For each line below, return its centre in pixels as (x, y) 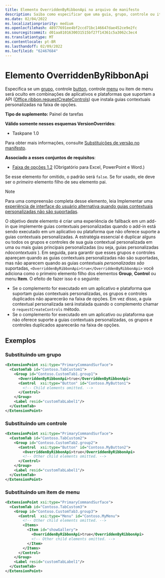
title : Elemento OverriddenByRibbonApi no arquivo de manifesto (72, 10)
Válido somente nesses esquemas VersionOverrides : (60, 124)
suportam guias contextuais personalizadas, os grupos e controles (80, 293)
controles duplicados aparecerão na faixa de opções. (66, 325)
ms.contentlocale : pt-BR (30, 42)
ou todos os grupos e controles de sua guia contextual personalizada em (79, 242)
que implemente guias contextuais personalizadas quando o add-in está (83, 226)
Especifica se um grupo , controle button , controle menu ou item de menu (79, 89)
